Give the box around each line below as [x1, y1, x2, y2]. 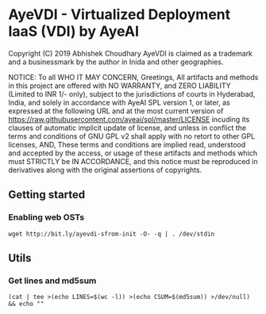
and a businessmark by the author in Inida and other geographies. [8, 57, 224, 67]
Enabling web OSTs [8, 212, 85, 223]
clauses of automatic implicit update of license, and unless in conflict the [8, 123, 247, 132]
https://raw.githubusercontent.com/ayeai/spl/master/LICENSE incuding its [8, 114, 250, 124]
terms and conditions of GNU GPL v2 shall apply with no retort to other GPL [8, 131, 256, 140]
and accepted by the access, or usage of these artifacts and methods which [8, 148, 258, 158]
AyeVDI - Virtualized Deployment [8, 6, 231, 24]
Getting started [8, 188, 86, 201]
